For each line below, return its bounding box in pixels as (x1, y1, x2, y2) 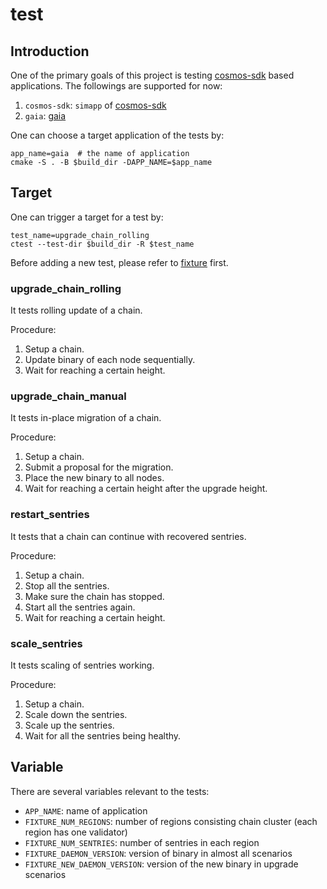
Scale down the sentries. (24, 709, 128, 720)
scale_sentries (10, 636, 83, 650)
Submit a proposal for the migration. (24, 461, 174, 473)
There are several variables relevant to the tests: (10, 785, 210, 797)
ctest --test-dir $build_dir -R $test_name (10, 239, 195, 249)
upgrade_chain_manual (10, 389, 127, 403)
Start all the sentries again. (24, 601, 136, 613)
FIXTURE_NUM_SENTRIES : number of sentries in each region (24, 836, 260, 848)
